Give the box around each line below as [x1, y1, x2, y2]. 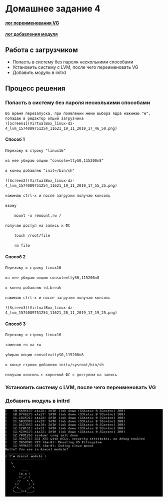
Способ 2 [5, 253, 26, 260]
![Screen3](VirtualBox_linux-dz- [5, 305, 75, 310]
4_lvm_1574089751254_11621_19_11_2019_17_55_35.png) [5, 183, 117, 188]
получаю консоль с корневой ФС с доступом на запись [5, 373, 117, 378]
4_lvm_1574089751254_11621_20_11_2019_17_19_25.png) [5, 310, 117, 315]
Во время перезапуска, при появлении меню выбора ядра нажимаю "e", [5, 111, 151, 116]
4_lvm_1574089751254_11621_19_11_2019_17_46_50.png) [5, 126, 117, 131]
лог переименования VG [5, 19, 59, 25]
